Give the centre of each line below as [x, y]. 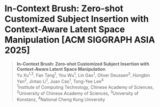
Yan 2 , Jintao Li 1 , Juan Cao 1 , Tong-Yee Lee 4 [60, 80]
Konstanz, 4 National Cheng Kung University [61, 99]
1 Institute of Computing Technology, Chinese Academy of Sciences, [85, 87]
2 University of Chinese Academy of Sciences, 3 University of [78, 93]
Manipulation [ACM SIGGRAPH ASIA [80, 40]
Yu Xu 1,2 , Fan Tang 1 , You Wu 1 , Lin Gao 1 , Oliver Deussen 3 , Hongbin [83, 75]
